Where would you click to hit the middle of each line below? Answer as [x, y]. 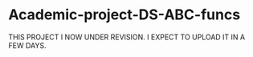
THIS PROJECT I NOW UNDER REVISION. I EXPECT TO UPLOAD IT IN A [127, 37]
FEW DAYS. [27, 45]
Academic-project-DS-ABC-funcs [124, 15]
